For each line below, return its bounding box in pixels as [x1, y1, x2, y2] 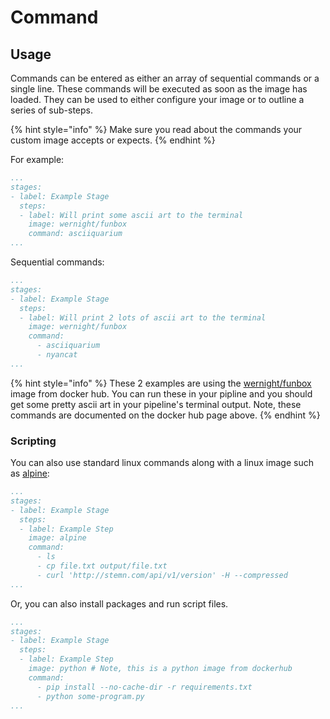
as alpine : [10, 467, 50, 480]
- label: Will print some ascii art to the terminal [19, 210, 244, 220]
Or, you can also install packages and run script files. [10, 597, 229, 610]
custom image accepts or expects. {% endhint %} [10, 134, 216, 146]
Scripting [10, 434, 57, 448]
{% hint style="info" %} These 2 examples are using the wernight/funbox [10, 377, 312, 389]
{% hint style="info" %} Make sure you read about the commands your [10, 124, 303, 135]
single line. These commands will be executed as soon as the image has [10, 83, 308, 95]
